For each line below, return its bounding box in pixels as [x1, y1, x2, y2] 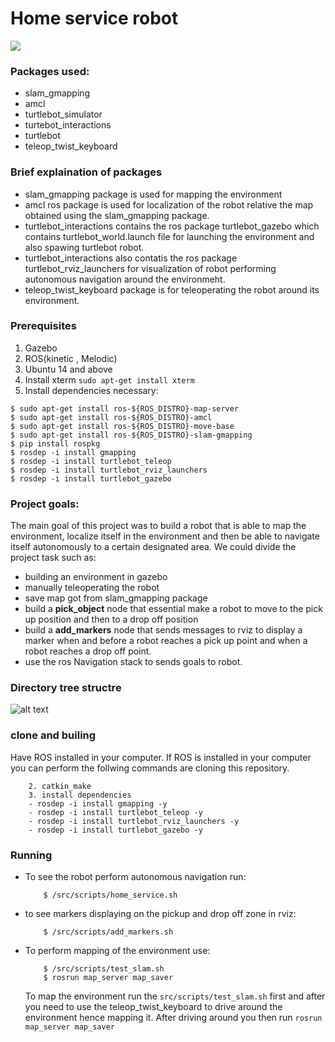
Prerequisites [10, 319, 77, 333]
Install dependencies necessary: [24, 384, 159, 396]
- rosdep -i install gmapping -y [28, 798, 168, 809]
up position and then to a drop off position [24, 613, 199, 626]
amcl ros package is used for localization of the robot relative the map [24, 198, 314, 211]
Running [10, 848, 53, 862]
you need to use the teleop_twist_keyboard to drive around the [24, 1001, 283, 1013]
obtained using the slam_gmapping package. [24, 209, 210, 221]
